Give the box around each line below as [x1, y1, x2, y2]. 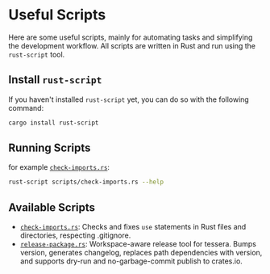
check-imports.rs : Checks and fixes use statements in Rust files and [19, 222, 247, 232]
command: [8, 103, 44, 112]
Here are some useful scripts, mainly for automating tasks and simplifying [8, 32, 253, 42]
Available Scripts [8, 200, 95, 214]
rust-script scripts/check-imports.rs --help [8, 178, 164, 187]
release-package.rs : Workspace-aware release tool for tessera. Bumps [19, 239, 256, 249]
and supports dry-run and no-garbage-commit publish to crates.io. [19, 256, 243, 266]
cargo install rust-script [8, 119, 99, 127]
